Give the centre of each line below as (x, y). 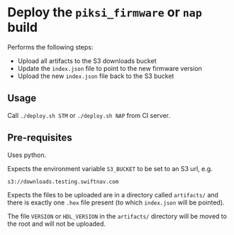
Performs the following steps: (50, 47)
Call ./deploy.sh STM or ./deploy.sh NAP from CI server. (89, 115)
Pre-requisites (40, 138)
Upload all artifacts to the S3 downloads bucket (87, 60)
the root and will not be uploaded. (57, 224)
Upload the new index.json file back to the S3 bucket (96, 76)
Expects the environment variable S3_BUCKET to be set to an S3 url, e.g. (110, 168)
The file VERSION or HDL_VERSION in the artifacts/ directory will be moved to (117, 216)
